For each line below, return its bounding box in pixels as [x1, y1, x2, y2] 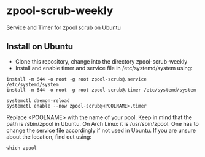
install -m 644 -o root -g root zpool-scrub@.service [6, 76, 147, 82]
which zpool [6, 145, 37, 151]
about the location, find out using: [6, 133, 92, 141]
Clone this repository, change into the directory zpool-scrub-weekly [15, 57, 188, 65]
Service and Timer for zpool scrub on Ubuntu [6, 24, 121, 31]
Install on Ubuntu [6, 42, 74, 52]
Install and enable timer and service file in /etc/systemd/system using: [15, 64, 193, 71]
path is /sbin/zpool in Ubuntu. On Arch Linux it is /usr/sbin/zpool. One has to [6, 120, 199, 127]
